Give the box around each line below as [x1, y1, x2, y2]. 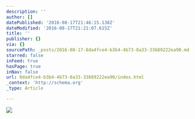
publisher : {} [6, 36, 41, 42]
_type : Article [6, 85, 44, 91]
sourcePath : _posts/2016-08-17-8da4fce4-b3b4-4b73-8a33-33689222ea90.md [6, 47, 190, 53]
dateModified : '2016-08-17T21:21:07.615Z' [6, 25, 113, 31]
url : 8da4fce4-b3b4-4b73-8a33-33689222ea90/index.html [6, 74, 145, 80]
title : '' [6, 31, 31, 37]
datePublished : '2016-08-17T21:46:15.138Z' [6, 19, 116, 25]
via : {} [6, 42, 25, 48]
